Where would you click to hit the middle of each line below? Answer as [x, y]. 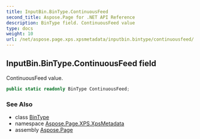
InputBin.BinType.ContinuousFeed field [81, 64]
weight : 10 [20, 34]
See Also [19, 104]
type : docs [20, 28]
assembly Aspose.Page [44, 129]
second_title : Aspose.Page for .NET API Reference [71, 17]
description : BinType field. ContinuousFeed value [71, 23]
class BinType [32, 117]
